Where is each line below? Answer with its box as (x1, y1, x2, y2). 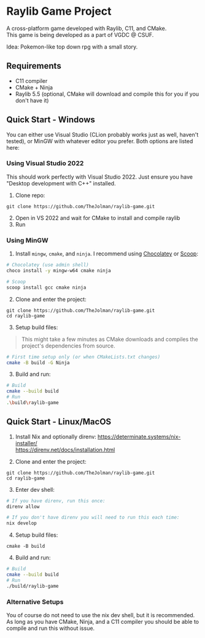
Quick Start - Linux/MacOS (6, 416, 112, 427)
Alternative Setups (6, 597, 64, 606)
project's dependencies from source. (21, 342, 115, 349)
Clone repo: (15, 192, 45, 199)
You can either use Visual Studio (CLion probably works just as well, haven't (6, 131, 199, 138)
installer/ (15, 439, 38, 446)
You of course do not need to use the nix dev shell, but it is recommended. (6, 612, 195, 619)
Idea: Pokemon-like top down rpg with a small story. (6, 43, 138, 50)
